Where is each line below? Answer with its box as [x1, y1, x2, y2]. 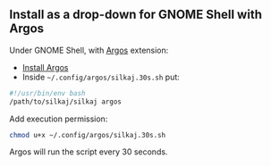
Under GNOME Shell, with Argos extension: [9, 45, 169, 55]
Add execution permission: [9, 113, 108, 124]
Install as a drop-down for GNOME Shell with [9, 7, 262, 22]
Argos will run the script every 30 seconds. [9, 146, 168, 157]
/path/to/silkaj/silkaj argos [9, 97, 123, 106]
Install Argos [21, 62, 69, 72]
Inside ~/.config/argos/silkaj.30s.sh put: [21, 71, 181, 82]
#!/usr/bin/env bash [9, 88, 87, 97]
